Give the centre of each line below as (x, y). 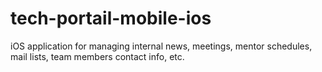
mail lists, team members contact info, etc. (97, 56)
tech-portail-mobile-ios (111, 18)
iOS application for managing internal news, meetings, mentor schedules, (161, 46)
